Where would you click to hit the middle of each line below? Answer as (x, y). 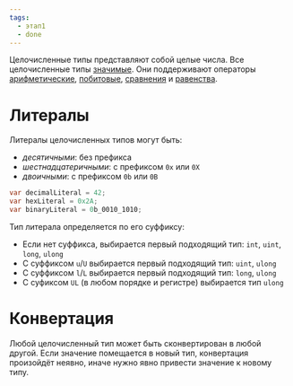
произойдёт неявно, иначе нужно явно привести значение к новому (141, 362)
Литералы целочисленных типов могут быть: (96, 140)
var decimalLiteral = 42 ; (57, 193)
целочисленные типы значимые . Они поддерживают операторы (133, 69)
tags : (19, 18)
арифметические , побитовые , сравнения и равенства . (113, 79)
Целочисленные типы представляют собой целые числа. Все (127, 60)
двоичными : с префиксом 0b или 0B (90, 177)
